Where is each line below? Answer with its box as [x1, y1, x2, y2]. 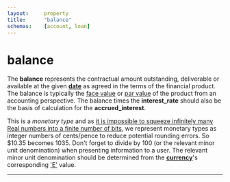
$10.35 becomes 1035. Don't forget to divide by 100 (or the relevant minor [7, 139, 215, 147]
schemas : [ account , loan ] [7, 23, 90, 29]
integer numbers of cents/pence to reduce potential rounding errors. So [7, 131, 210, 140]
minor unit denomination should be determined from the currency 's [7, 153, 199, 161]
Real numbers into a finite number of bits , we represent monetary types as [7, 125, 217, 133]
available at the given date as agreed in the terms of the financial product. [7, 82, 216, 90]
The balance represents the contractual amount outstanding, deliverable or [7, 75, 220, 83]
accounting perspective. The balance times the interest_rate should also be [7, 96, 222, 105]
